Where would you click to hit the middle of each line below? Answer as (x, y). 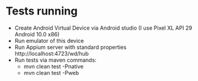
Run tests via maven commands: (56, 60)
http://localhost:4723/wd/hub (52, 53)
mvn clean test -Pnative (53, 66)
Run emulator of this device (49, 40)
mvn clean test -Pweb (51, 73)
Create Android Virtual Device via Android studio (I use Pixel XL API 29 (103, 28)
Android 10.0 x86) (37, 34)
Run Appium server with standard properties (70, 47)
